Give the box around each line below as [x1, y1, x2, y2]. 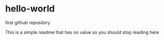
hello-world [5, 3, 55, 14]
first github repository [5, 19, 50, 25]
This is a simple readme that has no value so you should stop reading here [5, 29, 159, 35]
